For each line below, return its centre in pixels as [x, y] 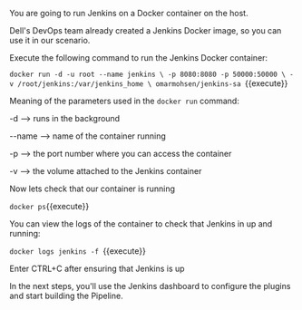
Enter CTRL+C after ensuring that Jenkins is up [97, 268]
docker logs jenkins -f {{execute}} [78, 251]
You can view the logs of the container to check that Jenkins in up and [141, 224]
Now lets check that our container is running [92, 189]
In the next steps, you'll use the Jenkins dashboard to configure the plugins [150, 286]
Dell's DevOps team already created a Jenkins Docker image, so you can [146, 30]
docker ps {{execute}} [49, 206]
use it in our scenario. [50, 40]
